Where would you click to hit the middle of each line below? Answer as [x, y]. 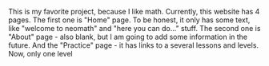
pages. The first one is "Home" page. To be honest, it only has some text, [129, 20]
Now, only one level [41, 54]
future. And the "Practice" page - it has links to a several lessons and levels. [133, 45]
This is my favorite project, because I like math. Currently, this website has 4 [134, 12]
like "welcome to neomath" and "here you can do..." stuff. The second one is [134, 28]
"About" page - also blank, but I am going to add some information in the [128, 37]
